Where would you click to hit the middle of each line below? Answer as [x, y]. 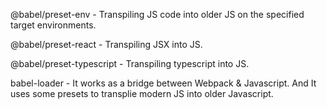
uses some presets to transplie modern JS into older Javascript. [142, 93]
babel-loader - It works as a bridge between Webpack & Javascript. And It [163, 83]
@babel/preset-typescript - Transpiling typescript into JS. [130, 63]
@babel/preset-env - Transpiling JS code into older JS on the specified [157, 14]
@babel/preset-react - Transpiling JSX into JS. [106, 44]
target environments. [53, 25]
